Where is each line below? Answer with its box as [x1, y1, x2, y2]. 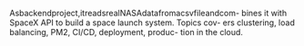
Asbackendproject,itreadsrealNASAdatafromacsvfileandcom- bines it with [9, 8, 288, 18]
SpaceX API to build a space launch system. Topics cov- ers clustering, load [9, 17, 296, 28]
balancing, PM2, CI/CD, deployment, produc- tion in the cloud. [9, 27, 244, 37]
